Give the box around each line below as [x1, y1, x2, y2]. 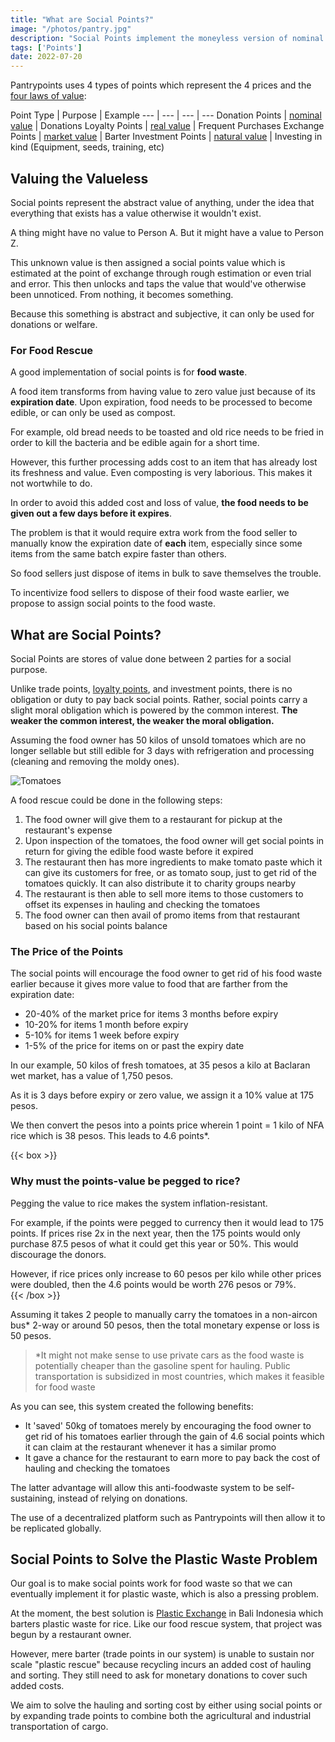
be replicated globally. [10, 1522, 102, 1534]
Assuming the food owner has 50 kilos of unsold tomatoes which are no [10, 734, 307, 746]
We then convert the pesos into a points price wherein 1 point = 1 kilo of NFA [10, 1119, 325, 1131]
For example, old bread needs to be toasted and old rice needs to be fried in [10, 426, 324, 438]
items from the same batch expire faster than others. [10, 548, 227, 560]
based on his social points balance [24, 920, 168, 932]
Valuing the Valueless [10, 170, 149, 187]
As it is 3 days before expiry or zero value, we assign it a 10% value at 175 [10, 1089, 315, 1101]
